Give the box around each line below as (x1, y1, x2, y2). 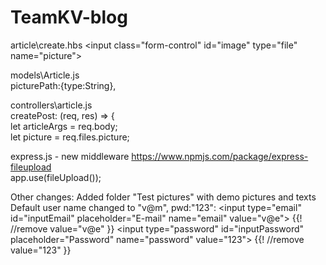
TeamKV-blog (10, 6, 128, 29)
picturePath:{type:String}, (10, 79, 117, 91)
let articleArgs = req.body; (10, 120, 118, 132)
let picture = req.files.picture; (10, 131, 130, 143)
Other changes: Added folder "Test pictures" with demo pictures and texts (10, 191, 317, 203)
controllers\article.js (10, 99, 93, 111)
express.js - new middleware (10, 150, 130, 162)
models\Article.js (10, 69, 80, 81)
